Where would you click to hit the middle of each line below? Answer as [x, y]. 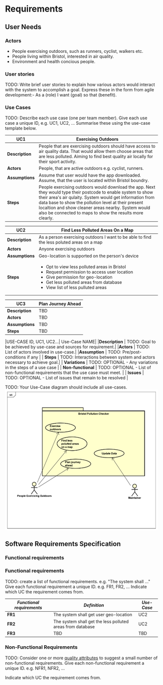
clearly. [46, 218]
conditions [16, 357]
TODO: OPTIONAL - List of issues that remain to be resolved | [67, 378]
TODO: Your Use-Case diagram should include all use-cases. [66, 387]
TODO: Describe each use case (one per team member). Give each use [76, 118]
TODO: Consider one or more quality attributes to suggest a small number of [81, 658]
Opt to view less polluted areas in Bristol [86, 267]
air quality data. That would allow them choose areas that [96, 151]
